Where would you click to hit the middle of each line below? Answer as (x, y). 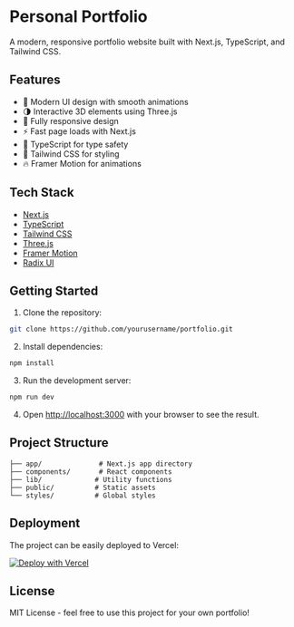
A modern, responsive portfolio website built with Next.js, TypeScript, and (147, 42)
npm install (32, 363)
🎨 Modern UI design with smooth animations (105, 101)
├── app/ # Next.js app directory (101, 464)
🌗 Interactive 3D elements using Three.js (100, 111)
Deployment (45, 523)
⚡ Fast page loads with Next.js (79, 131)
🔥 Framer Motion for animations (82, 163)
